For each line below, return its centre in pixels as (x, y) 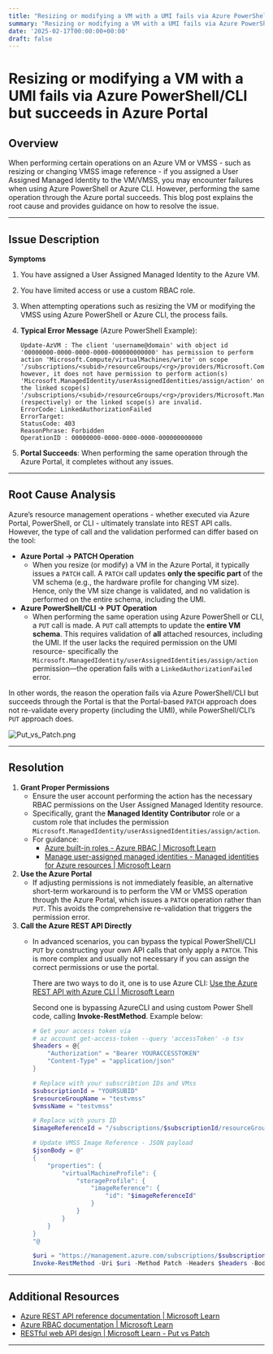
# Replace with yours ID (74, 1121)
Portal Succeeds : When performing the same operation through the (134, 453)
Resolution (36, 768)
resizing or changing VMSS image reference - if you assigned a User (123, 172)
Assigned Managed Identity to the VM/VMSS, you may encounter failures (131, 181)
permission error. (61, 916)
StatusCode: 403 (48, 424)
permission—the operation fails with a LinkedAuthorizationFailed (142, 668)
